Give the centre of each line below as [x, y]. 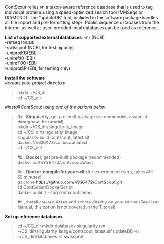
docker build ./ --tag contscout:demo [54, 193]
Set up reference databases [34, 216]
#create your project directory [35, 83]
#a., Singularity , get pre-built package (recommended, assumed [82, 116]
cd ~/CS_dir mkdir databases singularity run [61, 226]
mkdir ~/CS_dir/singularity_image [50, 127]
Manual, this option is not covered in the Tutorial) [66, 207]
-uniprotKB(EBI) [21, 53]
